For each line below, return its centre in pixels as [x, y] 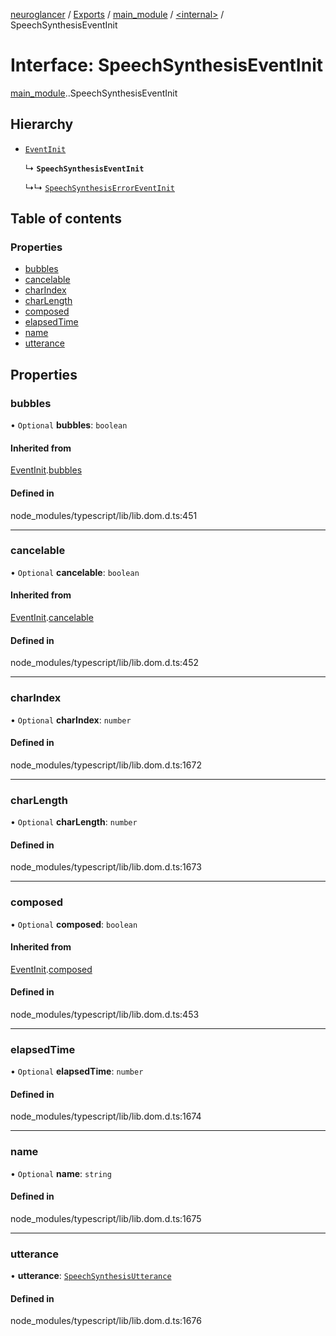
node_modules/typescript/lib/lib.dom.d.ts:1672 [106, 765]
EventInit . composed [51, 969]
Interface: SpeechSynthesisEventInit [167, 65]
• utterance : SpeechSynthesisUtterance [91, 1276]
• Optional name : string [61, 1173]
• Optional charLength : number [74, 822]
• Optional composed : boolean [74, 924]
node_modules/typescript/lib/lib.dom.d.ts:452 [104, 663]
